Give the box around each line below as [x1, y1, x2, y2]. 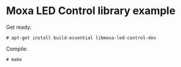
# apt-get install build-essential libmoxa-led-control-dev [6, 35, 157, 41]
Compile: [6, 45, 28, 52]
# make [6, 56, 22, 62]
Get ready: [6, 24, 32, 31]
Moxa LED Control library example [6, 4, 176, 18]
